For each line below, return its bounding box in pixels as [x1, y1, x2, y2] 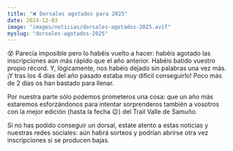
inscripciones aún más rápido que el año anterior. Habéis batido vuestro [7, 57, 215, 65]
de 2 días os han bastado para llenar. [7, 79, 114, 88]
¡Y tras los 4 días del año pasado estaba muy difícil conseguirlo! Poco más [7, 72, 222, 80]
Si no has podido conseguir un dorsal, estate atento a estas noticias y [7, 121, 208, 130]
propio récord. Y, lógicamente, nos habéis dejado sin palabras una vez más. [7, 64, 227, 72]
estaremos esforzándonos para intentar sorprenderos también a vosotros [7, 100, 220, 109]
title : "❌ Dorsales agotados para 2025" [7, 10, 128, 18]
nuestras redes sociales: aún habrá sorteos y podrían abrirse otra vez [7, 129, 208, 137]
